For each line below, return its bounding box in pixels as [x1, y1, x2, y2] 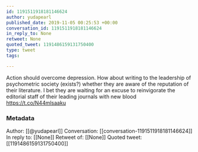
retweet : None [6, 36, 41, 42]
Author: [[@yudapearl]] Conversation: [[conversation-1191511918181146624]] [6, 127, 193, 134]
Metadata [6, 114, 34, 122]
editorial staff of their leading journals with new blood [6, 93, 136, 100]
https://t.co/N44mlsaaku [6, 99, 66, 106]
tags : [6, 53, 20, 59]
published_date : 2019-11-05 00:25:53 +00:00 [6, 20, 118, 25]
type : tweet [6, 47, 36, 53]
